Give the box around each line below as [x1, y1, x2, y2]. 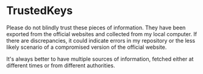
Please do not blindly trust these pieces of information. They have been [6, 24, 186, 31]
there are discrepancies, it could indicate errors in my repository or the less [6, 37, 196, 44]
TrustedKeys [6, 4, 73, 18]
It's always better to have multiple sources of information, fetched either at [6, 55, 194, 62]
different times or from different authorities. [6, 62, 115, 69]
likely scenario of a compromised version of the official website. [6, 43, 167, 51]
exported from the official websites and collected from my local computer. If [6, 30, 197, 37]
